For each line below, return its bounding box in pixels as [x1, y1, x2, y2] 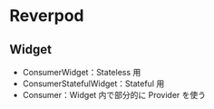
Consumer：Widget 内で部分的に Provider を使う [22, 90, 207, 100]
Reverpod [9, 5, 84, 26]
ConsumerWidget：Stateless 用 [22, 67, 141, 77]
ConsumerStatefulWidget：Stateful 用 [22, 78, 165, 89]
